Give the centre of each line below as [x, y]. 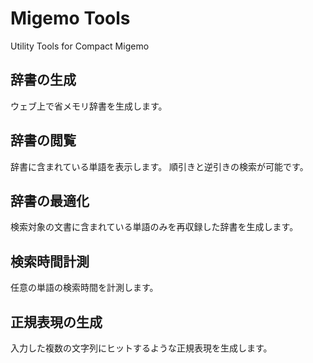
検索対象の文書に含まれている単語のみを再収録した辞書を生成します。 [154, 227]
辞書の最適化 [50, 200]
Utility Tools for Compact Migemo [80, 46]
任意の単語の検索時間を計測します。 [84, 288]
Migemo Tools [70, 18]
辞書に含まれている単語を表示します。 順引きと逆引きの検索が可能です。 [159, 166]
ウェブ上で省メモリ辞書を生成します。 [89, 106]
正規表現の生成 [56, 322]
